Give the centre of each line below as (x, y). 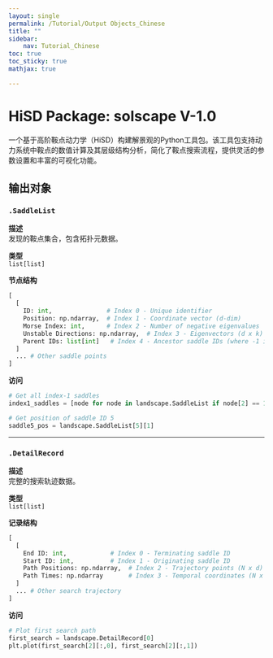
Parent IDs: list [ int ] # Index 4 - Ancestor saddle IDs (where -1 (141, 341)
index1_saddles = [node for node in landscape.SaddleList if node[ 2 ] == (134, 403)
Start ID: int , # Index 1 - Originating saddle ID (127, 561)
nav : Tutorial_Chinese (61, 46)
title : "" (25, 31)
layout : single (34, 16)
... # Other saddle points (61, 356)
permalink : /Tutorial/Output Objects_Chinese (87, 24)
